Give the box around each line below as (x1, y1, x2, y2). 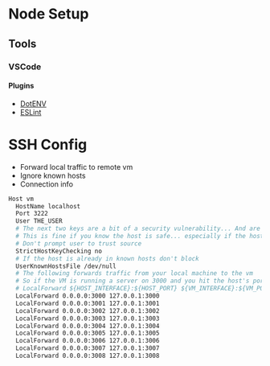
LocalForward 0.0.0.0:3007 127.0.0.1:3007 (15, 344, 160, 352)
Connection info (19, 179, 74, 189)
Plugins (8, 81, 35, 91)
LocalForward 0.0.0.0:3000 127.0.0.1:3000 (15, 292, 160, 300)
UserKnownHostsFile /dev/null (15, 262, 117, 270)
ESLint (19, 107, 42, 117)
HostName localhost (15, 202, 81, 210)
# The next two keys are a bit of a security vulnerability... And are (15, 224, 261, 233)
